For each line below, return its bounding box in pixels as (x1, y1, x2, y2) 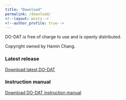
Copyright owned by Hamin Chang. (5, 43, 75, 49)
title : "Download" (5, 7, 42, 12)
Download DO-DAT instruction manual (5, 89, 82, 95)
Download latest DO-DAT (5, 67, 55, 72)
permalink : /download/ (5, 12, 51, 17)
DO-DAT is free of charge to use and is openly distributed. (5, 34, 122, 40)
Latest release (5, 55, 40, 62)
